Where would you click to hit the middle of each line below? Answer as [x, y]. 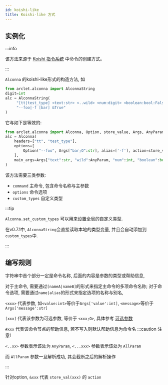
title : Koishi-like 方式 [30, 15]
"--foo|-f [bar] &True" [41, 108]
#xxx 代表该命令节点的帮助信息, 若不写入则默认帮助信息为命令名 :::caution [81, 329]
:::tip [10, 208]
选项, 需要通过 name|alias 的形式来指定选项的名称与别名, [66, 293]
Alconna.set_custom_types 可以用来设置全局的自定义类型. [64, 219]
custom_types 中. [21, 235]
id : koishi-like [22, 10]
